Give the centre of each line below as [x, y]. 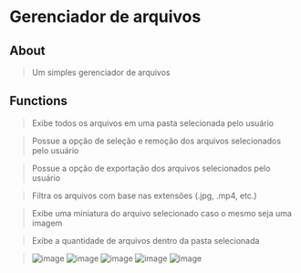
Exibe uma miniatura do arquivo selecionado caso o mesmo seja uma [161, 213]
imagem [47, 223]
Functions [39, 101]
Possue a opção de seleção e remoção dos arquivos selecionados [156, 141]
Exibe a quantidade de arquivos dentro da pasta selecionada [145, 240]
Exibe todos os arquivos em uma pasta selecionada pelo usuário [153, 123]
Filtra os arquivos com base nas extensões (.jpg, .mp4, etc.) [144, 195]
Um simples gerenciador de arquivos [101, 72]
